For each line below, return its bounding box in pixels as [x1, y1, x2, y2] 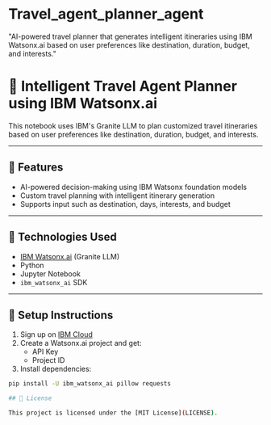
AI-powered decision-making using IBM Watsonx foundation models [19, 182, 248, 191]
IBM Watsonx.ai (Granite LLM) [19, 251, 120, 261]
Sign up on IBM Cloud [19, 330, 93, 339]
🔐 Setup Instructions [8, 308, 114, 322]
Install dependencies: [19, 364, 92, 374]
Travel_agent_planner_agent [8, 5, 204, 23]
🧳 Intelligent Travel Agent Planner [8, 78, 238, 95]
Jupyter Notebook [19, 268, 81, 279]
